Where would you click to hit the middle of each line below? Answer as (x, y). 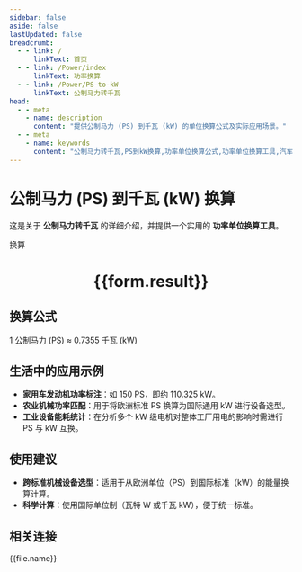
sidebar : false (38, 18)
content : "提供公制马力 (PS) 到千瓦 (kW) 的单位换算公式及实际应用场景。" (160, 127)
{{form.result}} (151, 281)
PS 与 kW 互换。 (53, 428)
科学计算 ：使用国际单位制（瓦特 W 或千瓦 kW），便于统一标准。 (140, 505)
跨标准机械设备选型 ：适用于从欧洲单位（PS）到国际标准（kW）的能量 (151, 483)
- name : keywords (58, 143)
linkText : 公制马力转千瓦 (77, 93)
